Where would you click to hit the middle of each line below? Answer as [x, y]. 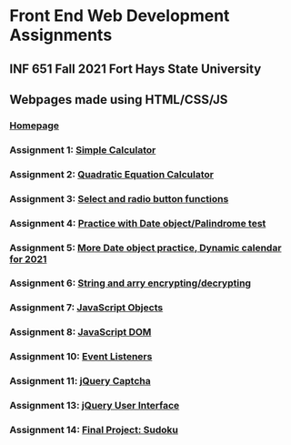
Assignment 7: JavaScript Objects [86, 308]
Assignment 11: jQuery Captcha [80, 381]
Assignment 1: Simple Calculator [83, 149]
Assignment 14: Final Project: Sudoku [94, 430]
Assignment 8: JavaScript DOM [80, 332]
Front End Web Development [120, 16]
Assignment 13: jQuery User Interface [95, 406]
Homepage [34, 126]
